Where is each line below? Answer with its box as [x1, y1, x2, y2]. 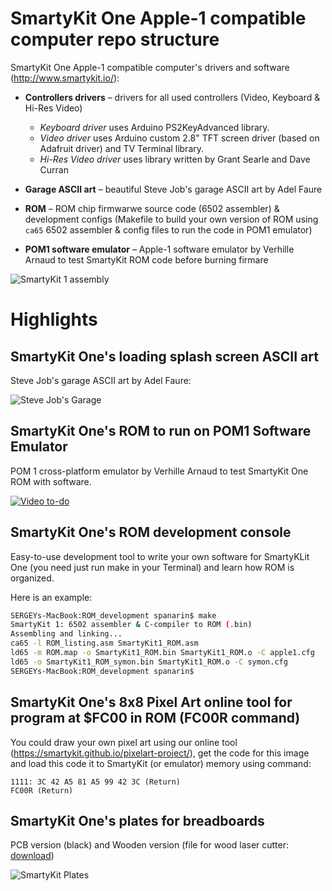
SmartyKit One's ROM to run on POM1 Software [10, 423, 312, 440]
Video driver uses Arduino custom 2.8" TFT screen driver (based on [39, 132, 320, 144]
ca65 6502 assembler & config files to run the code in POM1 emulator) [24, 223, 313, 236]
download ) [10, 850, 55, 862]
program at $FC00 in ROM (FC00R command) [10, 710, 301, 727]
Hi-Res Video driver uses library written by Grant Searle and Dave [39, 153, 311, 165]
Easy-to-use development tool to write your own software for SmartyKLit [10, 550, 310, 562]
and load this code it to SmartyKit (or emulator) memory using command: [10, 757, 312, 769]
